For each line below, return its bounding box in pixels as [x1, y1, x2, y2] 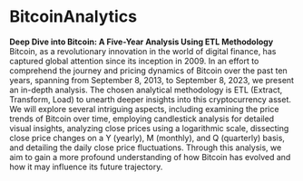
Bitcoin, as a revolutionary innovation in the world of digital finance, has [9, 45, 277, 56]
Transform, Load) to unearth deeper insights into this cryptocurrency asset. [9, 93, 292, 105]
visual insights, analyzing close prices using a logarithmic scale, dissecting [9, 122, 289, 133]
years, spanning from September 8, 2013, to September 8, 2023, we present [9, 74, 295, 85]
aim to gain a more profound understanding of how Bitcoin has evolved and [9, 151, 291, 162]
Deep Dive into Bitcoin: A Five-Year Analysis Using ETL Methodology [9, 36, 274, 47]
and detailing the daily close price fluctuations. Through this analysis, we [9, 142, 282, 153]
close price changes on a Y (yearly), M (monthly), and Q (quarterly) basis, [9, 132, 286, 143]
